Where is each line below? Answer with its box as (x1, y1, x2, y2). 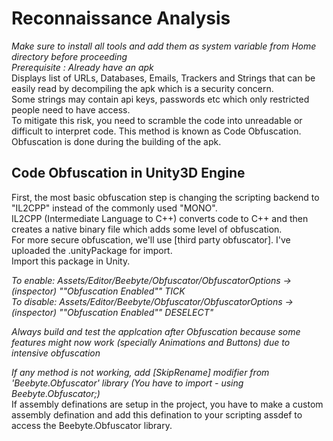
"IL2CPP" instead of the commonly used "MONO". (11, 202, 218, 214)
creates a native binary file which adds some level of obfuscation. (11, 223, 283, 235)
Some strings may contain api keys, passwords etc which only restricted (11, 93, 310, 105)
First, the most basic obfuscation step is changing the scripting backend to (11, 191, 320, 203)
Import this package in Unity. (11, 255, 131, 267)
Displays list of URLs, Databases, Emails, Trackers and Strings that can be (11, 72, 316, 84)
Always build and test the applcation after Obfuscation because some (11, 325, 301, 337)
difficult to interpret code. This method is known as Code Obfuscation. (11, 125, 302, 137)
